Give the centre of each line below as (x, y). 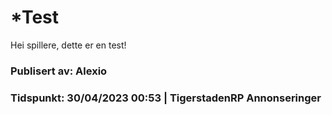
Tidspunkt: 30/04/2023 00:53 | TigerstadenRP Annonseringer (166, 98)
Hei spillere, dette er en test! (68, 45)
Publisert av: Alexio (59, 71)
